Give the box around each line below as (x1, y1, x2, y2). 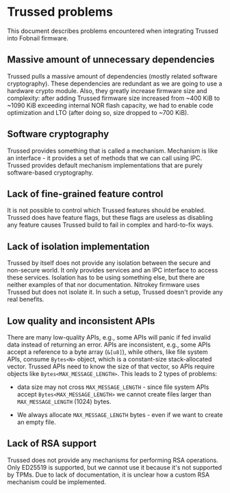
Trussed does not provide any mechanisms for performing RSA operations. (7, 456, 219, 464)
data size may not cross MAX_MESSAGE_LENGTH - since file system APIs (16, 383, 209, 391)
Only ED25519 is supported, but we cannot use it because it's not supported (7, 463, 222, 471)
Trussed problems (7, 4, 113, 20)
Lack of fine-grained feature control (7, 188, 164, 199)
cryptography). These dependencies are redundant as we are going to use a (7, 79, 222, 88)
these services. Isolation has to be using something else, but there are (7, 273, 205, 281)
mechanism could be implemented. (7, 477, 106, 486)
